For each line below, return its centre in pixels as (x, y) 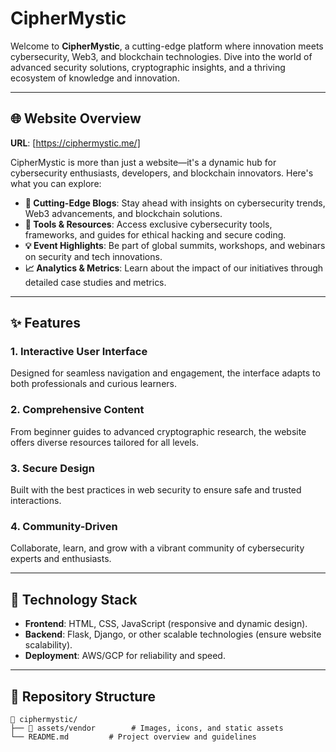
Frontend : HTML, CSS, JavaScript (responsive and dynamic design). (166, 624)
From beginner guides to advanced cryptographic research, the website (158, 431)
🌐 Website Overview (76, 118)
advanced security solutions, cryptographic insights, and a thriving (148, 67)
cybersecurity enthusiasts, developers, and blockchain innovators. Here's (162, 173)
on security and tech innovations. (93, 256)
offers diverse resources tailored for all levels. (105, 442)
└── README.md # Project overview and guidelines (133, 737)
